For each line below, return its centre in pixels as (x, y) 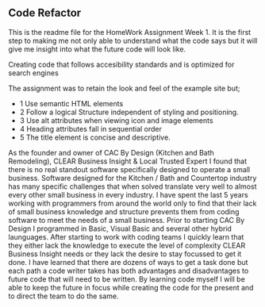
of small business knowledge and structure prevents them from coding (124, 211)
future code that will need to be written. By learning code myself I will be (127, 279)
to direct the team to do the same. (63, 296)
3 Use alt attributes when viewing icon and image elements (116, 120)
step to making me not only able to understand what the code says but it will (133, 40)
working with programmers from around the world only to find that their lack (132, 203)
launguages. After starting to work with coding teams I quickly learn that (126, 236)
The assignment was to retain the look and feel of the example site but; (124, 88)
